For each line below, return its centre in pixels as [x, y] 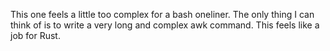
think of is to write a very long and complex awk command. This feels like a [165, 25]
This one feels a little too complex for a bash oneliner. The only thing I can [162, 14]
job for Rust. [35, 35]
